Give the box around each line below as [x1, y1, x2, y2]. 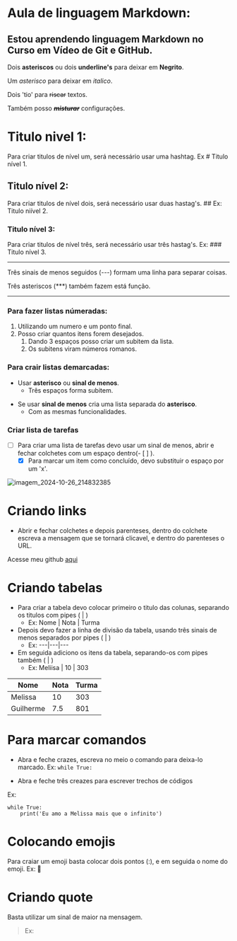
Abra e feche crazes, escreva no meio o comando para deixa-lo [17, 755, 203, 763]
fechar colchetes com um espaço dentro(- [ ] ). [17, 449, 155, 457]
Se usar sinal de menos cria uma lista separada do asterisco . [17, 400, 197, 408]
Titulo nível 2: [7, 180, 69, 192]
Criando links [7, 503, 87, 519]
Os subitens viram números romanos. [28, 345, 138, 353]
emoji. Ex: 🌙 [7, 865, 42, 873]
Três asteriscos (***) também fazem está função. [7, 282, 151, 291]
